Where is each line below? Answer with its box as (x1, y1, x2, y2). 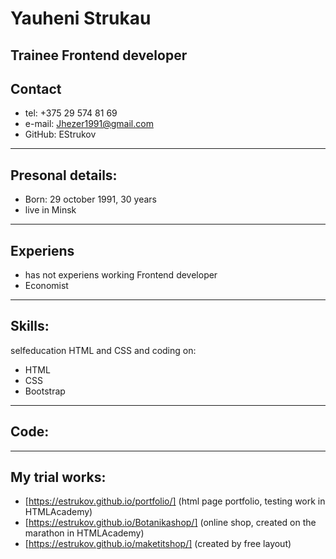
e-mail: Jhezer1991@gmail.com (24, 118, 154, 130)
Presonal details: (10, 167, 118, 184)
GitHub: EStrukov (24, 128, 97, 141)
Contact (10, 80, 62, 97)
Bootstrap (24, 385, 66, 397)
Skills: (10, 318, 50, 335)
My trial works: (10, 469, 107, 486)
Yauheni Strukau (10, 7, 152, 30)
